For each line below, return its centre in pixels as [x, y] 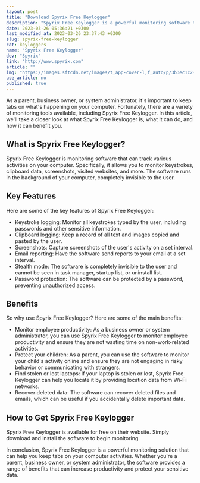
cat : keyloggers [26, 45]
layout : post [22, 12]
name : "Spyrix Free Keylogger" [45, 50]
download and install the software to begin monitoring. [73, 438]
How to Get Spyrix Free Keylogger [70, 417]
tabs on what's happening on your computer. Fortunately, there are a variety [100, 107]
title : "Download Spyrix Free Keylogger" [58, 17]
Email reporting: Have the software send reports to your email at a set [100, 254]
